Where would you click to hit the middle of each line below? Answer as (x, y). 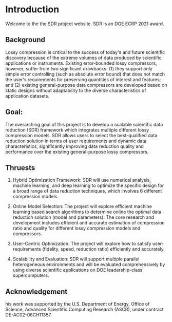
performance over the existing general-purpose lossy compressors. (77, 151)
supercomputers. (31, 275)
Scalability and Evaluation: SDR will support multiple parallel (76, 259)
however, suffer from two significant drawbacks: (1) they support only (79, 68)
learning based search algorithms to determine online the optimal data (87, 212)
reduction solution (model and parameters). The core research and (83, 217)
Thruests (20, 168)
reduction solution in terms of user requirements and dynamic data (76, 141)
